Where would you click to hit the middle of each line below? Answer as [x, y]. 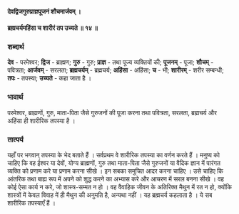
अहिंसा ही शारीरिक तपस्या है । [41, 121]
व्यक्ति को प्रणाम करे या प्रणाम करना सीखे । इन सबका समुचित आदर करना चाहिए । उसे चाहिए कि [115, 171]
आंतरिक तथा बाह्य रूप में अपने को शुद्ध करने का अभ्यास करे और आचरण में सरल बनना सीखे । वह [116, 179]
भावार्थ [15, 97]
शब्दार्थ [16, 47]
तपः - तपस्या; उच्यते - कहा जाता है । [49, 78]
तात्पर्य [15, 139]
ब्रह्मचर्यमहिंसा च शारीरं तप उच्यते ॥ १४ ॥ [53, 28]
